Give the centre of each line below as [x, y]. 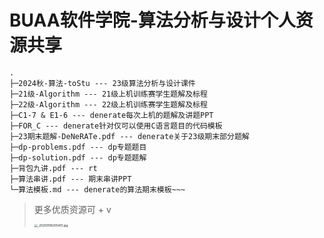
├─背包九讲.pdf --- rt [53, 168]
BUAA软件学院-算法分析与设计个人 [152, 20]
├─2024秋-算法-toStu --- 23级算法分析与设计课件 [102, 83]
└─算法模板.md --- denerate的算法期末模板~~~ [97, 189]
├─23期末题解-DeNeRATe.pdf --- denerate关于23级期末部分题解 [129, 136]
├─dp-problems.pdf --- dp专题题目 [78, 147]
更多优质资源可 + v [72, 209]
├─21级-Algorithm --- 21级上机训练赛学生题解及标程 [108, 94]
